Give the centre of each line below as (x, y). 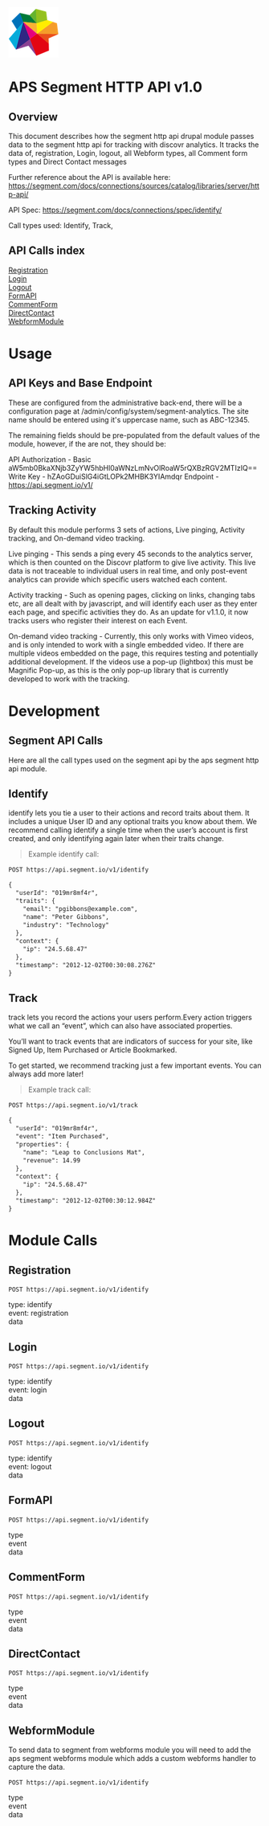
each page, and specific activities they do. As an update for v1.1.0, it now (128, 612)
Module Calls (53, 1241)
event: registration (39, 1313)
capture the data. (37, 1767)
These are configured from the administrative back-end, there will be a (125, 402)
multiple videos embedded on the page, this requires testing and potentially (133, 653)
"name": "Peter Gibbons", (66, 917)
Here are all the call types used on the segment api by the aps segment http (134, 760)
